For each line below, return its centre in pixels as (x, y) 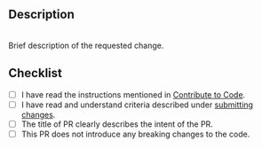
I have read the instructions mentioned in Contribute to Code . (133, 94)
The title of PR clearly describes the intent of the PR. (117, 124)
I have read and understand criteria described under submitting (137, 105)
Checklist (36, 73)
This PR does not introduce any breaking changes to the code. (135, 134)
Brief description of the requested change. (86, 45)
